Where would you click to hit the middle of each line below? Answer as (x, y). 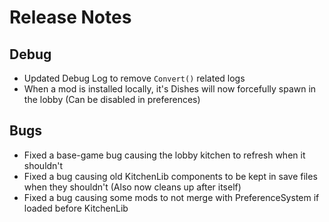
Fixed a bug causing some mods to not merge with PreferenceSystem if (171, 197)
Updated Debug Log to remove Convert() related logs (134, 78)
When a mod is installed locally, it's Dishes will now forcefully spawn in (170, 89)
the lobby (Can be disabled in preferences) (112, 99)
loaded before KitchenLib (76, 208)
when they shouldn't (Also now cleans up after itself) (132, 187)
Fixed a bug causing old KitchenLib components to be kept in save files (170, 176)
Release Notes (70, 17)
